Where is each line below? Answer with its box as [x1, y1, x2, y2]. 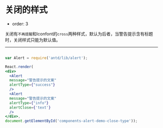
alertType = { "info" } [9, 100, 49, 105]
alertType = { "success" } [9, 82, 55, 88]
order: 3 [12, 20, 28, 27]
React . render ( [5, 64, 34, 69]
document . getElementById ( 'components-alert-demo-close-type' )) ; [5, 119, 138, 124]
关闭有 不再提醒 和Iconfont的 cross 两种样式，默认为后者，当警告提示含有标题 [5, 31, 153, 37]
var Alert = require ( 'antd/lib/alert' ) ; [5, 55, 88, 60]
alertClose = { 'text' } [9, 105, 51, 110]
